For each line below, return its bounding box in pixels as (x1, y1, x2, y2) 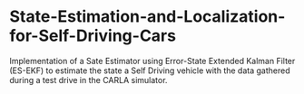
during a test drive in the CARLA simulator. (9, 74, 168, 85)
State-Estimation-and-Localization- (9, 6, 286, 27)
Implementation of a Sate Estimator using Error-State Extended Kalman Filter (9, 55, 296, 66)
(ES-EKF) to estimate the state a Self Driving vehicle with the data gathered (9, 65, 290, 76)
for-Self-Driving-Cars (9, 25, 177, 46)
